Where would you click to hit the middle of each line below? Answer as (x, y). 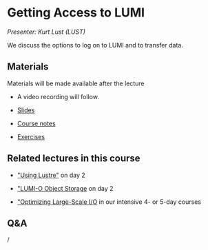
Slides (26, 110)
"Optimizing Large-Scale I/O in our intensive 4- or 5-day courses (109, 202)
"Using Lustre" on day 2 (51, 175)
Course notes (37, 123)
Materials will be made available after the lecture (76, 83)
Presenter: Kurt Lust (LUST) (46, 32)
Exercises (31, 136)
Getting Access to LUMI (76, 13)
